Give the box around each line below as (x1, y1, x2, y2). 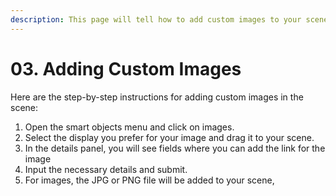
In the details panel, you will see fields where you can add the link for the (24, 142, 326, 154)
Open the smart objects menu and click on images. (24, 121, 235, 133)
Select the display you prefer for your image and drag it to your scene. (24, 131, 315, 143)
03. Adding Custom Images (10, 57, 242, 80)
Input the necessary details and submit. (24, 163, 188, 175)
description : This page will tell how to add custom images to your (10, 14, 302, 25)
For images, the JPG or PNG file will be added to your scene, (24, 174, 275, 186)
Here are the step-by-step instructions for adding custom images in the (10, 91, 304, 103)
